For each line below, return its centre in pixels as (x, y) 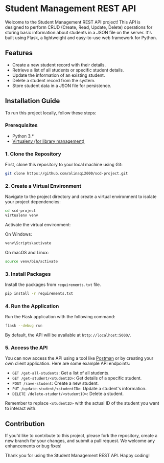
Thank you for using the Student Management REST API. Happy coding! (78, 456)
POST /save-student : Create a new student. (55, 383)
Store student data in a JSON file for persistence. (62, 86)
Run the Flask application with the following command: (60, 317)
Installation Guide (33, 101)
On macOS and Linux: (27, 252)
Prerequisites (21, 125)
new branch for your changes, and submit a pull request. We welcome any (80, 441)
